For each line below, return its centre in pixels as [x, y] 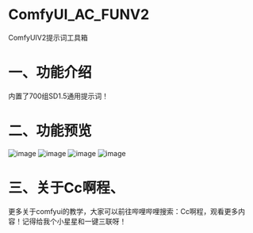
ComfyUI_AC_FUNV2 [79, 15]
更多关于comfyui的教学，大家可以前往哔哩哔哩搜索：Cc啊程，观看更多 [123, 211]
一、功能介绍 [50, 73]
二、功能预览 [50, 131]
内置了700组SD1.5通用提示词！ [59, 96]
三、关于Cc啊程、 [66, 188]
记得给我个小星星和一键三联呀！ [74, 221]
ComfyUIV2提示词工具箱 [48, 37]
